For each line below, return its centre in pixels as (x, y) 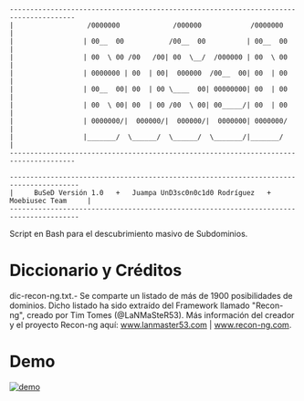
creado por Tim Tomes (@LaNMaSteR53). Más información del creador (161, 314)
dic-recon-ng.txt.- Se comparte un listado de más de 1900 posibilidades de (151, 295)
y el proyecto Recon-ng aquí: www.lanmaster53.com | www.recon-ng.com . (151, 324)
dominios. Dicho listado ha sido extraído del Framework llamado (130, 305)
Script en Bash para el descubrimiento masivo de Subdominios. (129, 234)
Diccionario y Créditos (96, 271)
